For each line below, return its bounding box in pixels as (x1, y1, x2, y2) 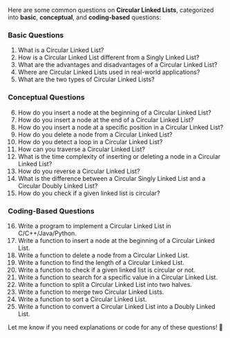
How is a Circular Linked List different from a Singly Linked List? (17, 53, 200, 61)
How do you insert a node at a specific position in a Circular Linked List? (17, 123, 224, 131)
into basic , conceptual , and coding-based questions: (8, 13, 162, 21)
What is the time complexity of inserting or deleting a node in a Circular (17, 152, 221, 161)
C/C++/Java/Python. (17, 229, 77, 237)
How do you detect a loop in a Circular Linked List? (17, 137, 163, 146)
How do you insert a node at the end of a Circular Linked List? (17, 115, 194, 123)
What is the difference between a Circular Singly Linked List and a (17, 174, 206, 182)
